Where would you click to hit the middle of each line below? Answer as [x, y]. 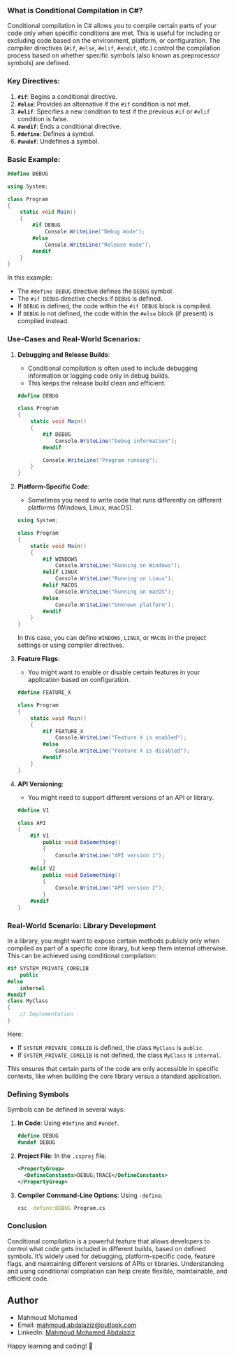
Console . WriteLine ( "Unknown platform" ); [115, 605]
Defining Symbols [38, 1094]
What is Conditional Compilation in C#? [75, 11]
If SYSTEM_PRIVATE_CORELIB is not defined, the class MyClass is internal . [119, 1055]
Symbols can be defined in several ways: [66, 1110]
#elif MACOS [60, 585]
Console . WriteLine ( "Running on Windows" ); [118, 566]
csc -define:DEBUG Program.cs [61, 1208]
